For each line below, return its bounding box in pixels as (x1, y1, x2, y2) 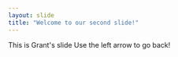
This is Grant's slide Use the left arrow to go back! (8, 40, 171, 49)
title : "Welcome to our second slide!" (8, 19, 139, 27)
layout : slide (8, 11, 55, 20)
